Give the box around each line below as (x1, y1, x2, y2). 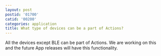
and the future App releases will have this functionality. (5, 45, 118, 51)
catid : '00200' (5, 16, 37, 21)
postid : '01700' (5, 12, 39, 17)
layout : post (5, 7, 32, 12)
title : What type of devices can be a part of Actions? (5, 26, 124, 31)
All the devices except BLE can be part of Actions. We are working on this (5, 39, 157, 45)
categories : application (5, 21, 57, 26)
